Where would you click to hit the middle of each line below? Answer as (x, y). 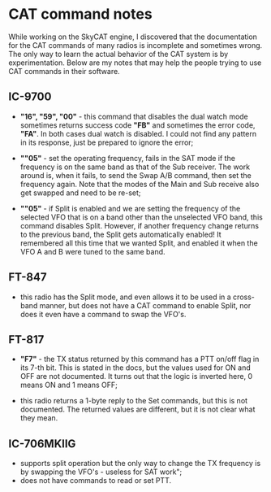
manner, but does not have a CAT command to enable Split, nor (145, 305)
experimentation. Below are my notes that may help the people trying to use (135, 63)
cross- (244, 297)
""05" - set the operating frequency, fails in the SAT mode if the (127, 158)
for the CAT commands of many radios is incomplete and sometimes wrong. (135, 45)
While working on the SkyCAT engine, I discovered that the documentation (133, 37)
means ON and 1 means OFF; (69, 385)
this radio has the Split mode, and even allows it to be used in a (125, 297)
